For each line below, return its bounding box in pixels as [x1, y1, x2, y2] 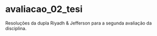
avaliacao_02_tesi [5, 3, 83, 15]
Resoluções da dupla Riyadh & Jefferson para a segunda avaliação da [5, 20, 152, 26]
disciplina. [5, 25, 27, 31]
